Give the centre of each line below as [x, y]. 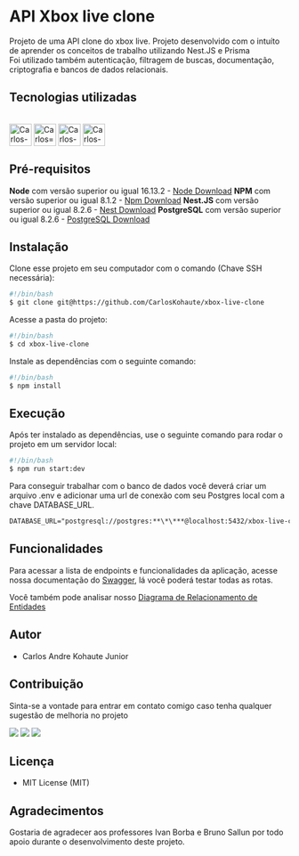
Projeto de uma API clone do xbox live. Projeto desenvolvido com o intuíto [145, 41]
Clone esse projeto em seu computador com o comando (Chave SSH [136, 268]
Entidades [28, 607]
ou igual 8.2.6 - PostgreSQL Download [80, 219]
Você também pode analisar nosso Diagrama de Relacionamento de [133, 597]
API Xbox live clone [82, 16]
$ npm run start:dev [48, 469]
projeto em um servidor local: [63, 444]
